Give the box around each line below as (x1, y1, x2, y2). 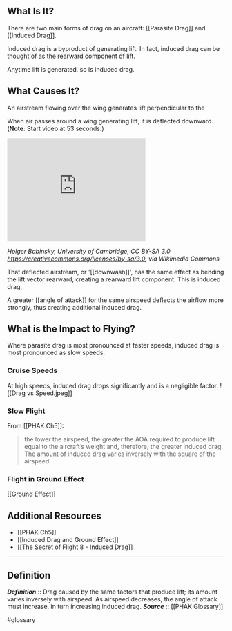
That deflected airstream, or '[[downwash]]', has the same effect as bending (7, 268, 224, 276)
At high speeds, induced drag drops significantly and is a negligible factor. (7, 381, 219, 390)
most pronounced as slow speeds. (7, 348, 106, 357)
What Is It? (7, 6, 54, 17)
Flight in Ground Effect (7, 474, 84, 483)
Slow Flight (7, 406, 46, 416)
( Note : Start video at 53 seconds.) (7, 124, 105, 132)
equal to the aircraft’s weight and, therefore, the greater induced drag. (23, 443, 223, 451)
